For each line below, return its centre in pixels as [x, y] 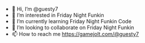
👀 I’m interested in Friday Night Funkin [58, 15]
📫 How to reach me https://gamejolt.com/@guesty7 [75, 34]
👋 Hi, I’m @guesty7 [35, 9]
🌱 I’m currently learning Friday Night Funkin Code [71, 21]
